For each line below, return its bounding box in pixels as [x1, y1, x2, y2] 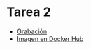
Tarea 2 [6, 4, 52, 20]
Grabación [16, 27, 47, 35]
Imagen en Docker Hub [16, 34, 84, 42]
